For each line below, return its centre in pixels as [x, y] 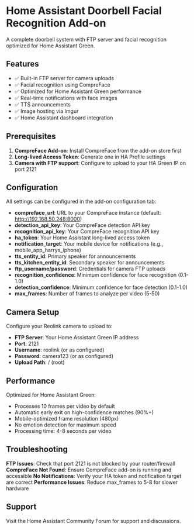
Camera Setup [33, 312]
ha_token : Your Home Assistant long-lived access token [82, 238]
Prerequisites [31, 137]
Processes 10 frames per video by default [65, 406]
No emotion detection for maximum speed [65, 425]
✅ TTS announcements [43, 104]
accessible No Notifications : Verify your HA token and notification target [94, 476]
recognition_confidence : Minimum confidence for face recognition [96, 275]
